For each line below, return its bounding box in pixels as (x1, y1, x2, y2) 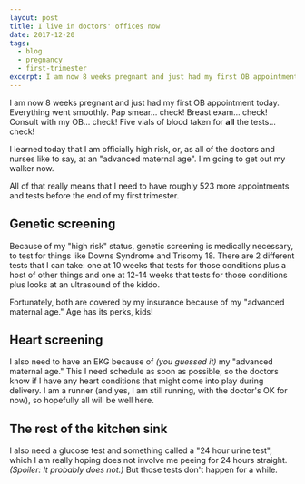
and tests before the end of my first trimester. (9, 189, 180, 200)
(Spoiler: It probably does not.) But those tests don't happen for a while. (9, 464, 279, 476)
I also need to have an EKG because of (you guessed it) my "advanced (9, 356, 274, 367)
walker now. (9, 162, 54, 173)
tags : (9, 38, 30, 48)
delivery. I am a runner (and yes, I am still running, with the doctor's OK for (9, 385, 288, 396)
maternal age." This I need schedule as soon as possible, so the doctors (9, 366, 279, 377)
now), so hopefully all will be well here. (9, 395, 154, 406)
